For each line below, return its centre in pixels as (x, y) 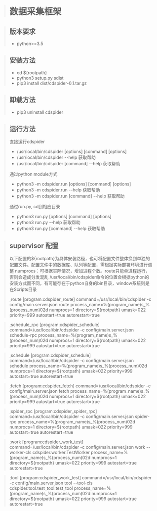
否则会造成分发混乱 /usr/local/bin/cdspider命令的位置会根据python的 (79, 277)
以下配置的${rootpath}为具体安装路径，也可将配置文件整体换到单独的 (79, 259)
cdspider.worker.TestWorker (61, 453)
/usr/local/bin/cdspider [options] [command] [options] (72, 152)
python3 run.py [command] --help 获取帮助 (61, 229)
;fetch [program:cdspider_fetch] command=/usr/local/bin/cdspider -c (80, 386)
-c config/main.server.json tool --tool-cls (51, 483)
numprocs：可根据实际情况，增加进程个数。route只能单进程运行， (82, 271)
